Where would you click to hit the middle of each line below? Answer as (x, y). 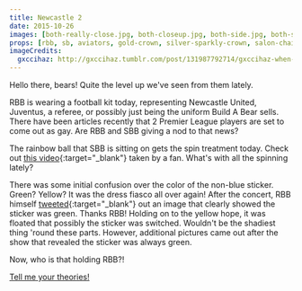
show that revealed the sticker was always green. (101, 242)
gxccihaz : (36, 59)
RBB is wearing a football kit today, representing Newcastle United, (133, 102)
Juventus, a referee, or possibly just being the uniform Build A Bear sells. (144, 112)
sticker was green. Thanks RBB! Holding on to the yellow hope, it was (138, 213)
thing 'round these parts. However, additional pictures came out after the (144, 233)
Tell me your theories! (49, 277)
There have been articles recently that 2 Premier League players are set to (147, 121)
